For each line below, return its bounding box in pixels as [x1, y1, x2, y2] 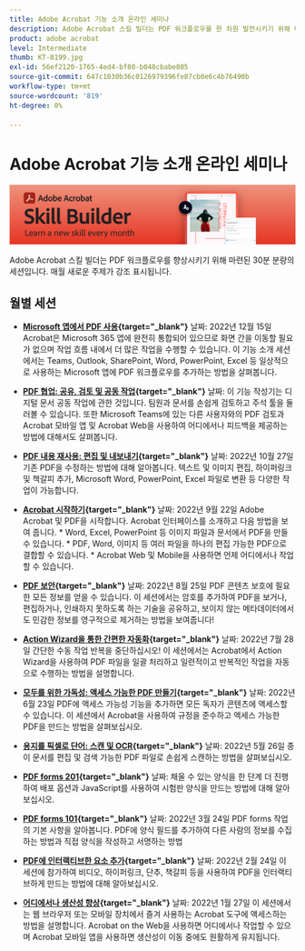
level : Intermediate [9, 44, 88, 53]
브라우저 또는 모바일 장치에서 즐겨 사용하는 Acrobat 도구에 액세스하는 [42, 908, 288, 919]
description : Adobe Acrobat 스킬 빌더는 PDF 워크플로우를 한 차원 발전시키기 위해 [9, 24, 290, 34]
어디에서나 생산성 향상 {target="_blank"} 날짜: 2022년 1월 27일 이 [22, 896, 261, 908]
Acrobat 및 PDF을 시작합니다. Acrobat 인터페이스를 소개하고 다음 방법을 [22, 515, 280, 526]
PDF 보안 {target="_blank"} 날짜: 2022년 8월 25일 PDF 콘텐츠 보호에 [22, 580, 274, 591]
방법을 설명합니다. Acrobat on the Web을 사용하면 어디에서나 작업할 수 [22, 919, 275, 931]
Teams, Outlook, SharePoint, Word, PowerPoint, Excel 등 [46, 355, 257, 365]
